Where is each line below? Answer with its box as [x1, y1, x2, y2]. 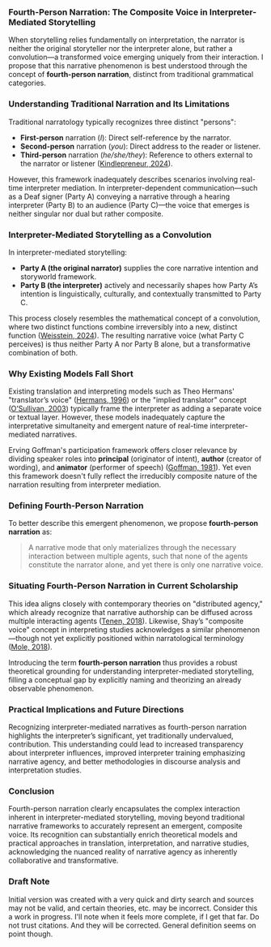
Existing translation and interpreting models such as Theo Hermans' [8, 386, 235, 396]
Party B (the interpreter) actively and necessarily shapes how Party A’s [19, 280, 259, 290]
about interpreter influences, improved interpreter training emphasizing [8, 748, 245, 758]
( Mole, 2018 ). [8, 642, 53, 652]
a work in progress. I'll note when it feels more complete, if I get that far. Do [8, 911, 260, 921]
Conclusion [8, 786, 55, 797]
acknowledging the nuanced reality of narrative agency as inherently [8, 847, 238, 857]
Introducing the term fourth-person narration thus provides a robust [8, 657, 238, 667]
